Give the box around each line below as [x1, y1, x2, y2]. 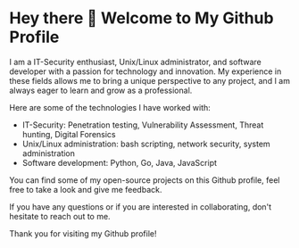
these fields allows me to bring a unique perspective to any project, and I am [9, 75, 290, 86]
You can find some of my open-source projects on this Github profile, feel [9, 174, 280, 186]
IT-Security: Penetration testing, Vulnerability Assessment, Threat [21, 120, 264, 130]
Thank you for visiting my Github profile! [9, 227, 157, 239]
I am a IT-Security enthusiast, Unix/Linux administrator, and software [9, 56, 262, 67]
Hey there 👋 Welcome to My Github [9, 8, 274, 29]
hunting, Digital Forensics [21, 128, 116, 139]
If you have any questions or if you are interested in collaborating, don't [9, 201, 272, 212]
